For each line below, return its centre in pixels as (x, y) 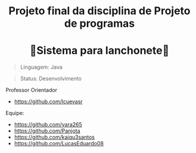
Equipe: (15, 113)
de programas (99, 23)
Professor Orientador (32, 90)
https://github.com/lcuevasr (48, 101)
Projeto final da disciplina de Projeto (99, 11)
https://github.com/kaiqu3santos (54, 137)
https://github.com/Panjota (47, 131)
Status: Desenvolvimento (51, 79)
